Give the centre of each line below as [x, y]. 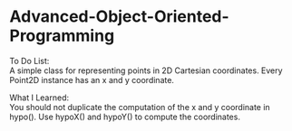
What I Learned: [39, 98]
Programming [62, 36]
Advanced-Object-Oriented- [119, 17]
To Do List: [29, 61]
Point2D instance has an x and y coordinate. [92, 80]
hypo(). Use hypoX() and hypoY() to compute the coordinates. [125, 117]
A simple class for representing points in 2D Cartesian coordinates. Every [146, 70]
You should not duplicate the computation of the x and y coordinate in [140, 107]
